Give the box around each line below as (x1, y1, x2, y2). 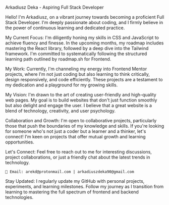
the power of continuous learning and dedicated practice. (5, 25, 125, 31)
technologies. (5, 194, 34, 200)
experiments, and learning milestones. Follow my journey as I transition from (5, 184, 164, 189)
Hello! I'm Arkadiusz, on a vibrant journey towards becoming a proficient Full (5, 14, 164, 20)
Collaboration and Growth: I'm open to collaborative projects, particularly (5, 118, 157, 123)
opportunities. (5, 139, 34, 145)
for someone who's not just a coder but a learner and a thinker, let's (5, 128, 146, 134)
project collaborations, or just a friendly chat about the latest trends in (5, 154, 150, 160)
